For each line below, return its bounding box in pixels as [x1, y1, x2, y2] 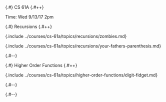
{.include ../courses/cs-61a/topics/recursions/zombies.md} [5, 33, 127, 39]
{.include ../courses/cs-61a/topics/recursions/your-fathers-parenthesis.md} [5, 43, 161, 49]
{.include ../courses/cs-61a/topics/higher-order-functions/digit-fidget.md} [5, 72, 158, 78]
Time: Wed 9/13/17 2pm [5, 14, 54, 19]
